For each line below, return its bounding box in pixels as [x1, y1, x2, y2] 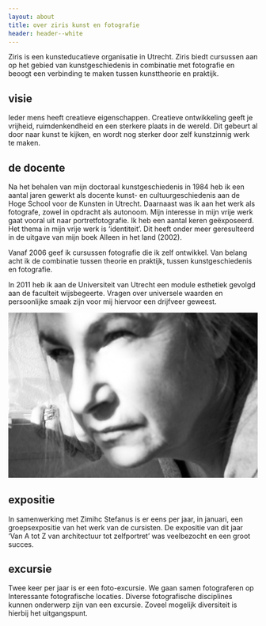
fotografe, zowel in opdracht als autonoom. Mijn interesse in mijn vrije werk [8, 207, 253, 217]
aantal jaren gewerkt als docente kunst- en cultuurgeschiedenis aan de [8, 191, 240, 199]
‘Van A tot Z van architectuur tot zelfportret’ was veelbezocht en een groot [8, 531, 251, 541]
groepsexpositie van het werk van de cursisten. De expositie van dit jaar [8, 522, 244, 532]
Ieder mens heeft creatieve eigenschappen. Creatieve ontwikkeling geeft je [8, 113, 253, 123]
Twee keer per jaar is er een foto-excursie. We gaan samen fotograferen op [8, 583, 255, 593]
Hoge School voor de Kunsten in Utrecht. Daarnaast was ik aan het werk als [8, 199, 256, 208]
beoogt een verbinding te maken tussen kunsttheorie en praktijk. [8, 69, 219, 78]
